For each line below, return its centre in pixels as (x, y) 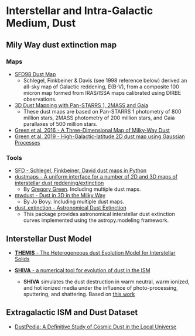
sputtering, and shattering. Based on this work (79, 294)
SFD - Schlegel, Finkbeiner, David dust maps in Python (81, 170)
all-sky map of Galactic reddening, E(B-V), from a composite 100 (101, 87)
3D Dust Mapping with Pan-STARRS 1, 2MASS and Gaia (81, 105)
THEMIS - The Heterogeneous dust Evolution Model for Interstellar (95, 252)
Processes (27, 142)
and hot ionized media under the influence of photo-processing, (101, 287)
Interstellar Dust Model (49, 239)
